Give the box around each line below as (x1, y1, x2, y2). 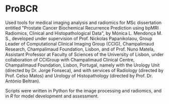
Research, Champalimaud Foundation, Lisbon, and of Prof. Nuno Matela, (5, 46, 155, 52)
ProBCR (5, 3, 38, 14)
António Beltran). (5, 78, 40, 84)
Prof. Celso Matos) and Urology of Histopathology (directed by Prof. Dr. (5, 72, 153, 78)
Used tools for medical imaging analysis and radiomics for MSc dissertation (5, 19, 162, 25)
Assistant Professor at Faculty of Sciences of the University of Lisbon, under (5, 51, 164, 57)
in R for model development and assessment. (5, 93, 99, 99)
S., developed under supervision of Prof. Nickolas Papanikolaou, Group (5, 35, 152, 41)
